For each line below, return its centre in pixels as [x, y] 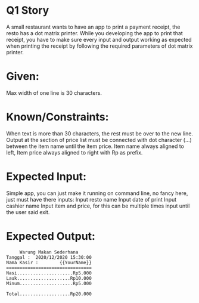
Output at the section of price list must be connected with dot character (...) [99, 140]
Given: [23, 77]
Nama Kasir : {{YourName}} [49, 262]
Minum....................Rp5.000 [49, 283]
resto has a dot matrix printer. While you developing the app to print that [94, 33]
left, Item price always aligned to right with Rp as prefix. [74, 152]
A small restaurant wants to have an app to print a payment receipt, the [93, 27]
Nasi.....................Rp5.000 [49, 273]
